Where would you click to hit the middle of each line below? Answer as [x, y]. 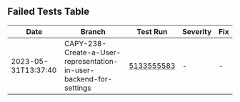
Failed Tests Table [49, 12]
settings [77, 88]
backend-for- [88, 79]
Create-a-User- [92, 52]
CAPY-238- [85, 43]
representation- [91, 61]
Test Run [152, 31]
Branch [93, 31]
